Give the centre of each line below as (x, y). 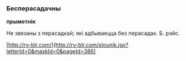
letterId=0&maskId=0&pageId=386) (51, 51)
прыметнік (21, 22)
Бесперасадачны (34, 8)
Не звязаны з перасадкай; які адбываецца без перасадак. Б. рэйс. (93, 33)
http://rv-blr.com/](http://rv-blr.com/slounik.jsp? (68, 45)
